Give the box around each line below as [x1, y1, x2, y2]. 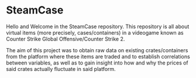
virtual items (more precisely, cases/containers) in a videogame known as [6, 29, 184, 36]
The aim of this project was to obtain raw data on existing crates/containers [6, 46, 188, 53]
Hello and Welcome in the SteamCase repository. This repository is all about [6, 23, 190, 30]
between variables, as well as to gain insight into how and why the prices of [6, 59, 188, 66]
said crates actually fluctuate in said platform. [6, 65, 116, 72]
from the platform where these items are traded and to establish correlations [6, 53, 190, 60]
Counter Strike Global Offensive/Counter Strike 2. [6, 35, 125, 42]
